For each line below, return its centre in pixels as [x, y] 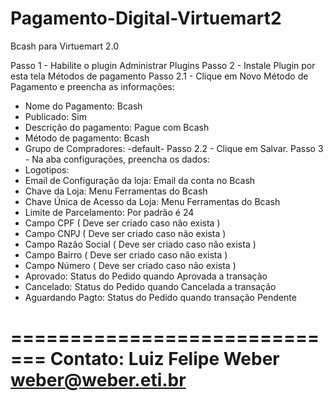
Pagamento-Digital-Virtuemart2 [146, 18]
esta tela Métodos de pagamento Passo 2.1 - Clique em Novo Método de [159, 76]
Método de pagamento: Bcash [87, 138]
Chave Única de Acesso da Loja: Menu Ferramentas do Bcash [152, 201]
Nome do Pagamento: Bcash [83, 106]
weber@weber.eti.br [98, 380]
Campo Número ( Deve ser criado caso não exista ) [130, 265]
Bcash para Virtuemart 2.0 [65, 46]
